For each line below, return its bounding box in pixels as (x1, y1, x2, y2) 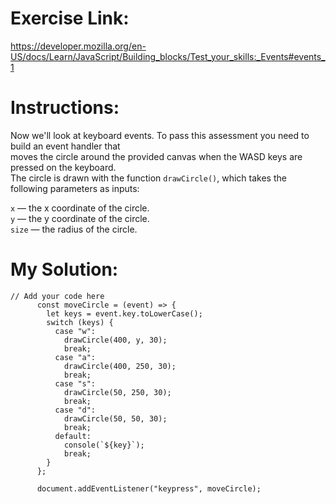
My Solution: (10, 258, 119, 281)
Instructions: (10, 97, 120, 119)
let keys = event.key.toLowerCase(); (46, 308, 203, 319)
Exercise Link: (10, 7, 130, 30)
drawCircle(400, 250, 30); (63, 361, 177, 371)
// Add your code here (10, 291, 105, 301)
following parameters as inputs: (10, 182, 140, 194)
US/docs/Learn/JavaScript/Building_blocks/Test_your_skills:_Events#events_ (10, 50, 326, 62)
